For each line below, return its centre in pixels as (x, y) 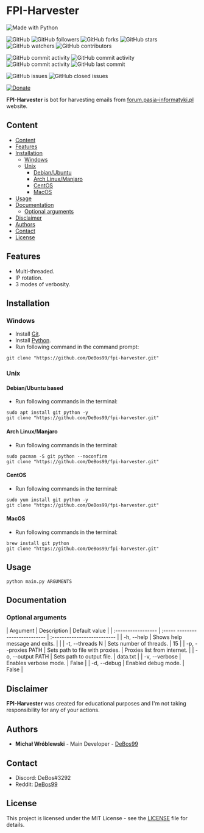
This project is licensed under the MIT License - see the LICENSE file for (97, 818)
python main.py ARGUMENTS (39, 581)
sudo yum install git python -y (47, 500)
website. (17, 106)
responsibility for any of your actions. (53, 710)
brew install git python (38, 543)
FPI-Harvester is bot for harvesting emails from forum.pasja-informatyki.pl (100, 99)
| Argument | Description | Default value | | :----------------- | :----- (91, 631)
